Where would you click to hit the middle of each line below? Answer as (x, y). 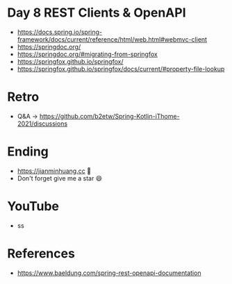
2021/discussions (42, 124)
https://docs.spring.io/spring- (60, 32)
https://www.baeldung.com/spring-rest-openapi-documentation (109, 273)
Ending (28, 152)
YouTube (33, 206)
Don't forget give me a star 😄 (60, 178)
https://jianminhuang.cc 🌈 (54, 171)
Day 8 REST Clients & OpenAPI (97, 13)
